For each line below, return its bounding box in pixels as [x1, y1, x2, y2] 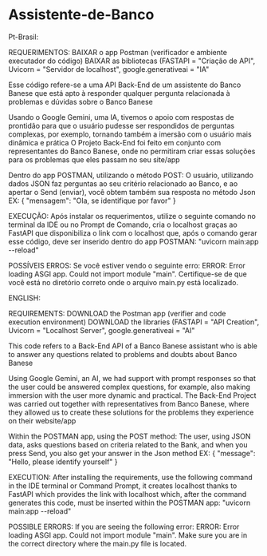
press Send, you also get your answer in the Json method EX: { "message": [8, 448, 256, 458]
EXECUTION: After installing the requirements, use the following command [8, 472, 253, 482]
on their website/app [8, 415, 77, 425]
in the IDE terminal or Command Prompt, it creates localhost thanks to [8, 481, 238, 490]
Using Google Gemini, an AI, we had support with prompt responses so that [8, 373, 257, 383]
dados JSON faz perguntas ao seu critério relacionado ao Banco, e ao [8, 178, 238, 189]
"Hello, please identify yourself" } [8, 457, 118, 467]
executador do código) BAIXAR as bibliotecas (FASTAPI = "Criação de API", [8, 56, 256, 66]
